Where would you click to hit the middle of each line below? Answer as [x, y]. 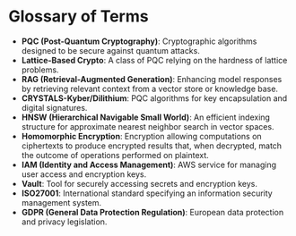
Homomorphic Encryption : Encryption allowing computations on [141, 136]
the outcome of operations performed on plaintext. [115, 155]
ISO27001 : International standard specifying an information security [147, 193]
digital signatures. [54, 107]
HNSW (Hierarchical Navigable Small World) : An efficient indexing [146, 117]
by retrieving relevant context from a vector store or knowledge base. [150, 88]
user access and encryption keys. [84, 174]
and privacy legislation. [64, 222]
